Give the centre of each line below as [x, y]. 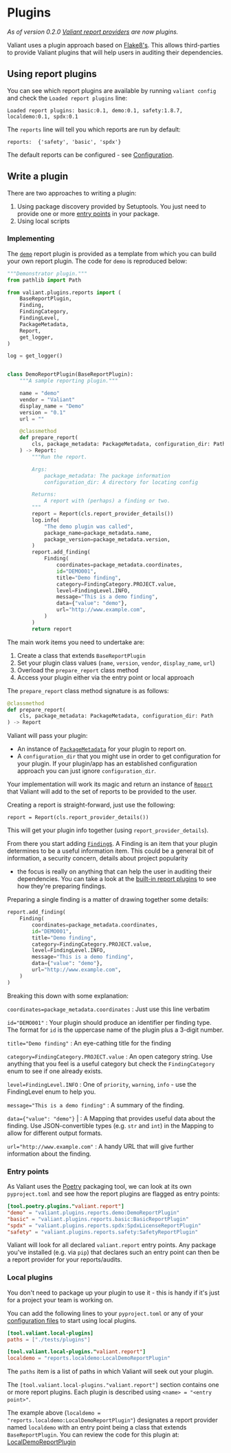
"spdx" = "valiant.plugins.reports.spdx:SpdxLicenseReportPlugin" [104, 1226]
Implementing [31, 239]
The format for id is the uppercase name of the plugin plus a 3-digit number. [115, 1030]
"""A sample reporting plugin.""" [69, 381]
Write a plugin [38, 177]
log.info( [46, 520]
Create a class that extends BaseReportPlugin [81, 655]
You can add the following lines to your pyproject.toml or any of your [106, 1313]
